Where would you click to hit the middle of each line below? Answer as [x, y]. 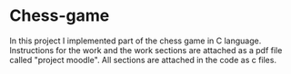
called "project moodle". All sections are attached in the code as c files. [143, 60]
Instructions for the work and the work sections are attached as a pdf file [146, 50]
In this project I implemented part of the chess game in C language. [135, 41]
